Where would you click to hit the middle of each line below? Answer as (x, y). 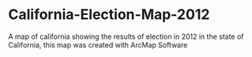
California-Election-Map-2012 (109, 15)
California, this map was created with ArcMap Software (98, 44)
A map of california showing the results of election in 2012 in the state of (126, 36)
